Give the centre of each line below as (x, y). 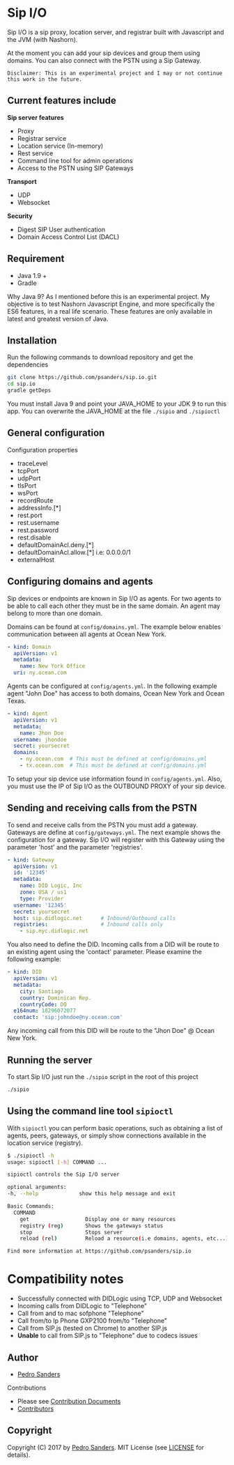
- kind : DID (24, 972)
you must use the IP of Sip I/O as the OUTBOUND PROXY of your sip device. (117, 786)
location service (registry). (45, 1143)
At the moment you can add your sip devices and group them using (104, 53)
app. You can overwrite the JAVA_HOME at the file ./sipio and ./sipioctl (114, 411)
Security (20, 216)
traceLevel (32, 463)
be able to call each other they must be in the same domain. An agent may (114, 606)
